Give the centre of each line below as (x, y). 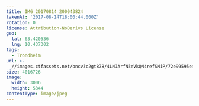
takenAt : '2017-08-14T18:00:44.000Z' (53, 17)
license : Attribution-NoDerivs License (55, 28)
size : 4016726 (24, 72)
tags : (13, 50)
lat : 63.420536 (30, 39)
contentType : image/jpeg (37, 94)
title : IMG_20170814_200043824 (45, 11)
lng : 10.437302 (30, 45)
